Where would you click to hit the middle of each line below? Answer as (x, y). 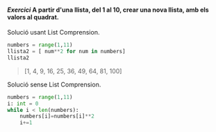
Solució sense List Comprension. (54, 84)
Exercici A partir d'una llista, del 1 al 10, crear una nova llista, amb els (108, 10)
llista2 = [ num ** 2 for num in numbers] (67, 52)
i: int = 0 (23, 104)
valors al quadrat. (33, 17)
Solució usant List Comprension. (53, 32)
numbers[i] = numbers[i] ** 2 (57, 116)
